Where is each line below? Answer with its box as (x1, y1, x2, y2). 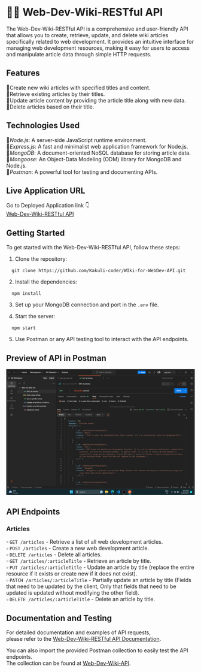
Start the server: (14, 313, 56, 320)
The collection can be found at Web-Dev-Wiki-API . (6, 659, 131, 667)
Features (6, 68, 40, 79)
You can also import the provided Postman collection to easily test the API (6, 647, 188, 654)
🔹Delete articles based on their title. (6, 103, 95, 110)
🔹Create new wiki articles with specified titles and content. (6, 84, 151, 91)
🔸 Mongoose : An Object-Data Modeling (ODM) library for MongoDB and (6, 155, 182, 162)
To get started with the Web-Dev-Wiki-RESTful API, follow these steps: (6, 244, 181, 251)
